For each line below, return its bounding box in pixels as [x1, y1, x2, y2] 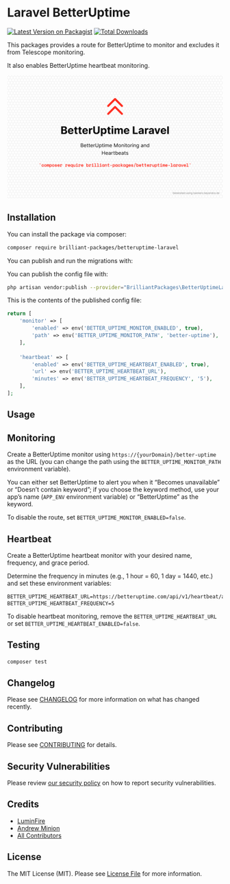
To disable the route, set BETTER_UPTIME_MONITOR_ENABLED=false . [7, 513, 186, 521]
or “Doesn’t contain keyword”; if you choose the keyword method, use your [7, 485, 219, 494]
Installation [7, 212, 56, 223]
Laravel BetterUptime [7, 5, 131, 21]
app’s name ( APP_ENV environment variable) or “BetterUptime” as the [7, 493, 199, 501]
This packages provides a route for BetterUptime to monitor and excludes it [7, 40, 220, 49]
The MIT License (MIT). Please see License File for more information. [7, 869, 202, 878]
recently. [7, 702, 32, 711]
